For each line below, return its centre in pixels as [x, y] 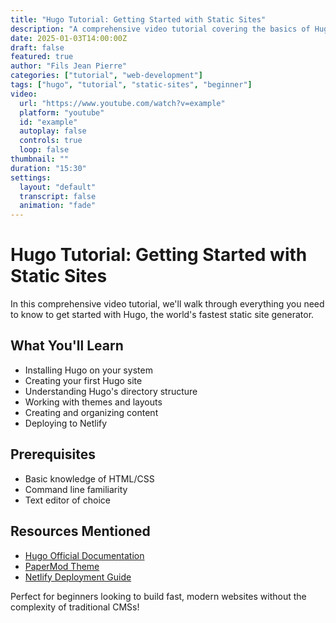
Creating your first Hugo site [83, 380]
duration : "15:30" [48, 168]
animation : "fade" [58, 206]
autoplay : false [53, 131]
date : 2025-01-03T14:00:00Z [69, 38]
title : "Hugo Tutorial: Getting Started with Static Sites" [138, 19]
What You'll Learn [67, 346]
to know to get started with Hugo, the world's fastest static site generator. [162, 315]
